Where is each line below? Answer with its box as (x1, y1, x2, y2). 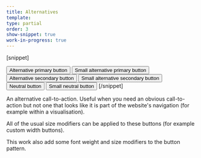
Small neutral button (48, 83, 94, 89)
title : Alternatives (6, 9, 59, 15)
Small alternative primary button (74, 67, 147, 73)
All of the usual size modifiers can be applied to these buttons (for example (6, 120, 195, 127)
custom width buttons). (6, 126, 65, 134)
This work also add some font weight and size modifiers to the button (6, 138, 181, 145)
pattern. (6, 145, 26, 152)
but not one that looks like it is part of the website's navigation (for (23, 102, 190, 109)
